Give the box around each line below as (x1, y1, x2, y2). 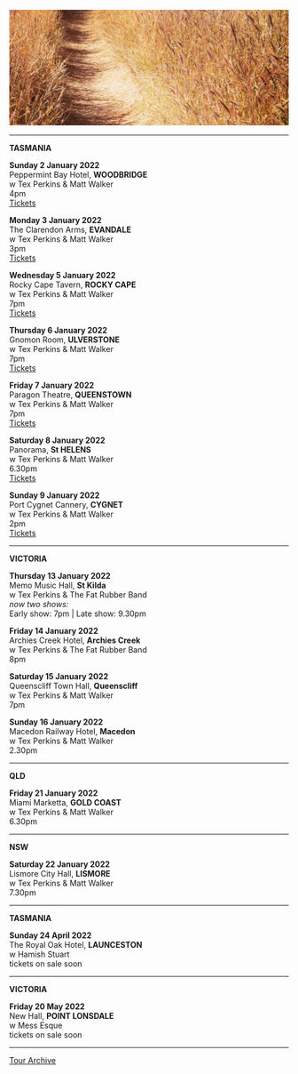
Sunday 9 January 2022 (9, 490, 100, 501)
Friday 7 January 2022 (9, 380, 95, 391)
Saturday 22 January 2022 (9, 859, 111, 870)
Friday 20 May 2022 (9, 1001, 86, 1012)
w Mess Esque (9, 1020, 63, 1031)
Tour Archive (9, 1055, 56, 1066)
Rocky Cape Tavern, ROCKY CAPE (9, 279, 137, 290)
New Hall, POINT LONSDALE (9, 1011, 114, 1022)
